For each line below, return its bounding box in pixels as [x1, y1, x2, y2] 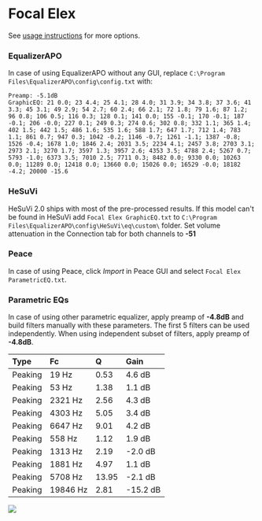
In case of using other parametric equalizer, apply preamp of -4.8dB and [8, 312, 244, 322]
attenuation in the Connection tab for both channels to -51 [8, 229, 197, 238]
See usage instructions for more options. [8, 31, 140, 40]
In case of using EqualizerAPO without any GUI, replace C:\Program [8, 68, 226, 78]
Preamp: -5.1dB [8, 92, 58, 100]
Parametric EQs [8, 294, 69, 305]
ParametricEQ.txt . [8, 275, 67, 284]
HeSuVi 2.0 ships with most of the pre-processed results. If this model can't [8, 204, 254, 213]
